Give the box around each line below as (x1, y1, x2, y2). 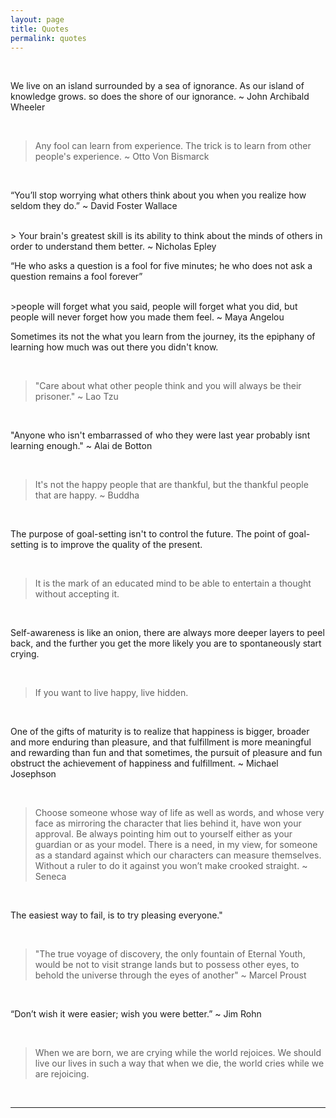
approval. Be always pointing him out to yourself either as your (34, 828, 293, 840)
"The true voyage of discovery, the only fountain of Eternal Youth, (34, 948, 306, 960)
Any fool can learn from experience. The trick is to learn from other (34, 140, 312, 152)
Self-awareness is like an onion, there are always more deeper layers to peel (10, 627, 325, 639)
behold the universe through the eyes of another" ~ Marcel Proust (34, 969, 307, 981)
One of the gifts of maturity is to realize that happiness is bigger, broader (10, 726, 310, 738)
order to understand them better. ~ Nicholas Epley (10, 241, 217, 253)
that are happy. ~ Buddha (34, 489, 140, 501)
